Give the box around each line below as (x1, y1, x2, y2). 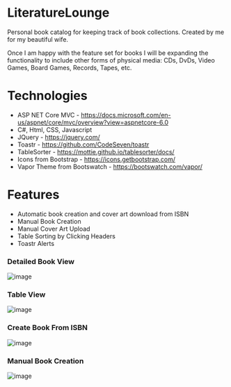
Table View (7, 290, 46, 299)
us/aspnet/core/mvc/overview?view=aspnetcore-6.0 (17, 118, 169, 126)
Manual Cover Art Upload (17, 224, 90, 233)
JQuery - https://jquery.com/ (17, 133, 101, 141)
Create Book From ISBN (7, 323, 88, 333)
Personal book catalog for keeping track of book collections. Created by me (7, 28, 225, 36)
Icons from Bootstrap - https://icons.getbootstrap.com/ (17, 155, 176, 163)
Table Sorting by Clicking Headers (17, 231, 116, 240)
